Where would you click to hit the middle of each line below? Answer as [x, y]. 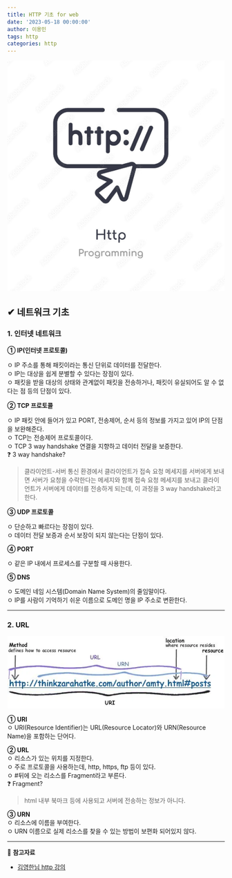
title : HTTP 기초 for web [43, 15]
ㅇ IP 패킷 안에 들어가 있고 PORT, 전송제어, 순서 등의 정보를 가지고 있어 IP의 [109, 420]
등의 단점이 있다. [49, 391]
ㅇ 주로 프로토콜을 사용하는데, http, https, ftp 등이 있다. [81, 767]
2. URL [18, 624]
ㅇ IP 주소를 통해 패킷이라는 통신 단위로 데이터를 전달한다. [85, 365]
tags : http [23, 37]
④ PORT [21, 549]
